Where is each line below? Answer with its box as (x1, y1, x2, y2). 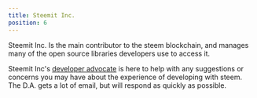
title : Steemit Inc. (8, 11, 76, 20)
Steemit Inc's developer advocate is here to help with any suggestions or (8, 64, 244, 73)
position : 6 (8, 19, 47, 27)
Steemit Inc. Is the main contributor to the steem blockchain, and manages (8, 40, 249, 49)
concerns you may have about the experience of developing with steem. (8, 72, 242, 82)
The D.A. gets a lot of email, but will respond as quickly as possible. (8, 80, 226, 90)
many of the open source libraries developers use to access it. (8, 49, 211, 58)
